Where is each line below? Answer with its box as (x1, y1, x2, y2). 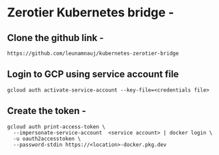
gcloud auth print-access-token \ (7, 123, 106, 130)
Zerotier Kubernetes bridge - (7, 5, 175, 20)
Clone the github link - (7, 32, 104, 44)
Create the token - (7, 105, 87, 117)
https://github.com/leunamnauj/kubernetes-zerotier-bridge (7, 50, 179, 57)
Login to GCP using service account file (7, 68, 179, 80)
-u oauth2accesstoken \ (13, 135, 81, 142)
